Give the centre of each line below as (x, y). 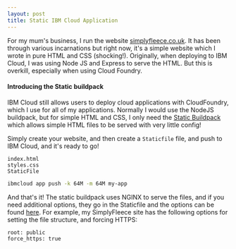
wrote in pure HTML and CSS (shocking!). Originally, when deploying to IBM (117, 55)
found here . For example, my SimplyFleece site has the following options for (118, 212)
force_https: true (34, 238)
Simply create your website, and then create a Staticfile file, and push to (115, 138)
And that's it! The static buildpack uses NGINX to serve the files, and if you (116, 197)
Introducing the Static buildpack (56, 87)
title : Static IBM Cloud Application (63, 20)
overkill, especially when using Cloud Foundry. (75, 71)
